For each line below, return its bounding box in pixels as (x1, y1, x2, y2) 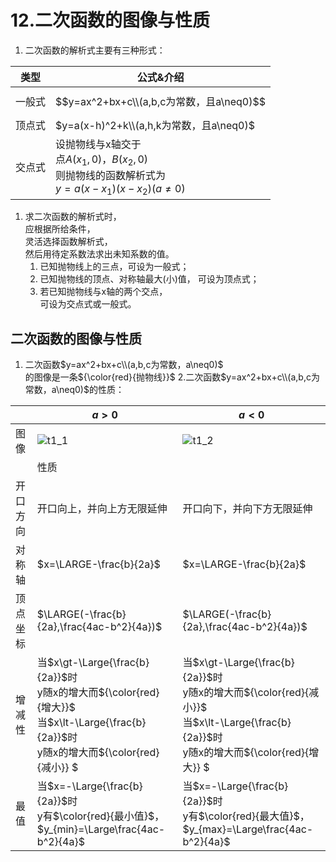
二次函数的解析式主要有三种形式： (24, 44, 166, 56)
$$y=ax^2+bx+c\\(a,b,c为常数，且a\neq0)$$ (55, 94, 266, 108)
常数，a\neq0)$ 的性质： (24, 384, 125, 396)
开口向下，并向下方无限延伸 (182, 502, 313, 516)
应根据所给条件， (24, 223, 96, 235)
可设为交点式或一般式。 (39, 298, 137, 310)
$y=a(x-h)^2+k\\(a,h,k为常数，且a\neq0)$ (55, 118, 256, 132)
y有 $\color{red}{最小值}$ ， (36, 809, 165, 823)
